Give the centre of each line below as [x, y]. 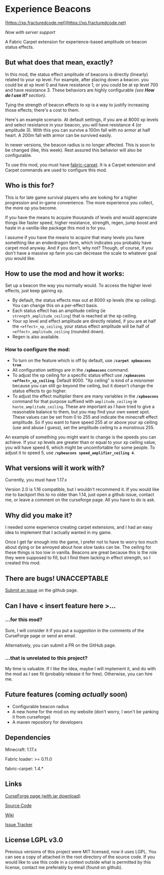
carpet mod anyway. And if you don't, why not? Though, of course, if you [79, 248]
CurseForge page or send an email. [41, 635]
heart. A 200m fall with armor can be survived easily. [59, 135]
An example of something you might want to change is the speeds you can [81, 437]
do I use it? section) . [26, 95]
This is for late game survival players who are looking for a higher [71, 197]
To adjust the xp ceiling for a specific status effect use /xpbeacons [79, 375]
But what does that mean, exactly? [59, 62]
